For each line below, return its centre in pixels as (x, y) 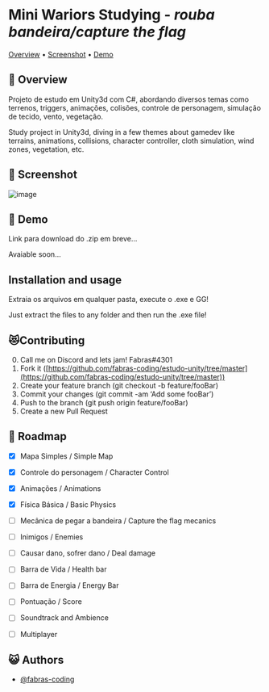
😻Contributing (47, 340)
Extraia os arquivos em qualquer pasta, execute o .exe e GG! (109, 300)
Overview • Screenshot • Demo (61, 54)
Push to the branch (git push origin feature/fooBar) (104, 403)
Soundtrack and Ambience (64, 618)
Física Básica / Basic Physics (68, 505)
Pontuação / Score (51, 602)
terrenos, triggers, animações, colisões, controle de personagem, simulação (135, 107)
